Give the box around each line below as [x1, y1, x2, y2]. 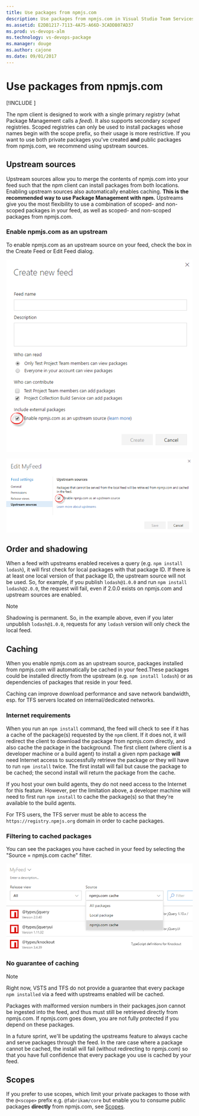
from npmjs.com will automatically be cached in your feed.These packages [6, 666, 190, 673]
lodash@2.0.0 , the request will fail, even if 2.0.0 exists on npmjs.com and [6, 585, 182, 592]
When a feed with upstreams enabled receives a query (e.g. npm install [6, 560, 183, 567]
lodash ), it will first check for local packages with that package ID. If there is [6, 566, 191, 573]
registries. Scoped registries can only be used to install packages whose [6, 123, 184, 130]
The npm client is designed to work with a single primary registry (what [6, 110, 180, 118]
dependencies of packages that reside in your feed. [6, 679, 132, 686]
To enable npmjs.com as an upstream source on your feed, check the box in [6, 241, 192, 248]
